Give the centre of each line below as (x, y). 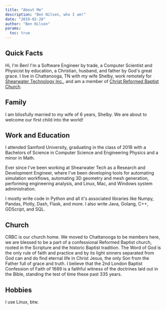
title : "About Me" (24, 10)
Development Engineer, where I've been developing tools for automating (79, 173)
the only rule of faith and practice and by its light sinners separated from (80, 253)
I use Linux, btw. (22, 302)
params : (13, 28)
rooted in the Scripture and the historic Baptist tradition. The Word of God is (83, 247)
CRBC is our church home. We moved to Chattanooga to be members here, (82, 237)
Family (16, 102)
